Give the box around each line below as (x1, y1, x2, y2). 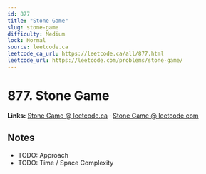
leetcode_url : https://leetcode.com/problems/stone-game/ (7, 57, 183, 64)
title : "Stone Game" (7, 17, 69, 24)
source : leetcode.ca (7, 43, 69, 51)
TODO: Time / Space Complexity (17, 158, 114, 167)
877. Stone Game (7, 87, 110, 103)
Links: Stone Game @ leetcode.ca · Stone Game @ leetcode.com (7, 111, 199, 120)
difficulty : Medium (7, 30, 66, 38)
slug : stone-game (7, 24, 59, 31)
